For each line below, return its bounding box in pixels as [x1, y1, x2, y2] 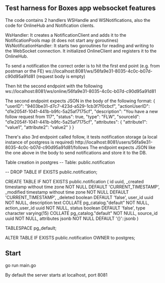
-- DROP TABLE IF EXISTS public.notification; [5, 169, 98, 175]
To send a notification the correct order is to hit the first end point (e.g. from [5, 63, 160, 69]
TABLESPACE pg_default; [5, 225, 57, 231]
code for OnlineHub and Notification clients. [5, 22, 95, 28]
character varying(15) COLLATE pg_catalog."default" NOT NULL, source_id [5, 210, 158, 216]
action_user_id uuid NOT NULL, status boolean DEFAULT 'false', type [5, 205, 146, 211]
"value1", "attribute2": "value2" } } [5, 124, 74, 130]
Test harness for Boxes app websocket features [5, 4, 156, 12]
